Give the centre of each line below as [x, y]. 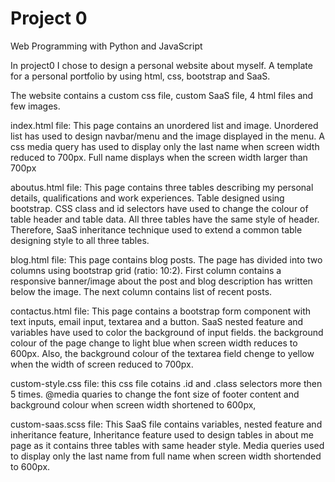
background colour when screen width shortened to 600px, [133, 404]
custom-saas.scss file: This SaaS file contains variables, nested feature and [166, 424]
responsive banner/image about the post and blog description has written [161, 281]
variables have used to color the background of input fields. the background [167, 332]
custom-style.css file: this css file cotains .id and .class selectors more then [166, 383]
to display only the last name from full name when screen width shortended [166, 456]
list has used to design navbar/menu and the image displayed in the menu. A [167, 136]
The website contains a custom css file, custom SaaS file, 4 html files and [162, 95]
